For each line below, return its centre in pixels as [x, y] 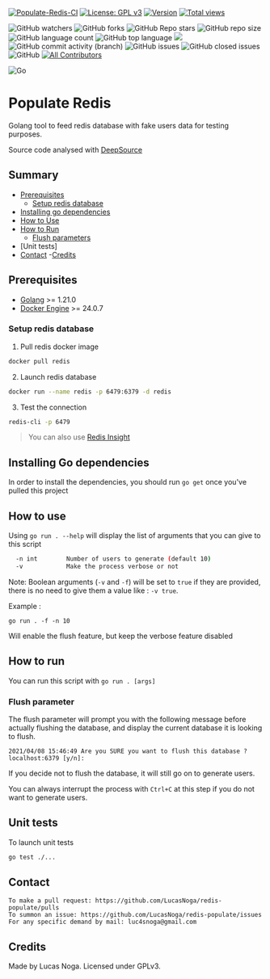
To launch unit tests [41, 842]
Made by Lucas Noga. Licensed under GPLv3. [85, 966]
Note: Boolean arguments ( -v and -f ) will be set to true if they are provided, [135, 582]
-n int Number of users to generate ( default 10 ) [114, 559]
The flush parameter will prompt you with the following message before [127, 719]
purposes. [25, 134]
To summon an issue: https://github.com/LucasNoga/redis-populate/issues [135, 915]
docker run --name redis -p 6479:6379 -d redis [90, 392]
